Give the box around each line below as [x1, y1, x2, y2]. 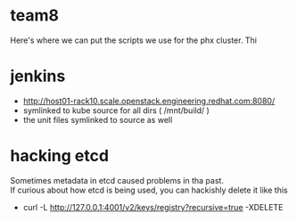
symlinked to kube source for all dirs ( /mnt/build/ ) [22, 104, 210, 116]
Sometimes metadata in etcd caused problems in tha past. [10, 175, 224, 185]
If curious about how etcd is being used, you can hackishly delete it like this [10, 184, 288, 195]
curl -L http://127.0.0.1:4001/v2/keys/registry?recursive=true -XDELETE [22, 201, 284, 212]
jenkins [10, 66, 66, 86]
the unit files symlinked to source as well [22, 114, 173, 125]
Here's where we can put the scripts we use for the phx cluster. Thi [10, 35, 258, 45]
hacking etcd [10, 146, 110, 166]
